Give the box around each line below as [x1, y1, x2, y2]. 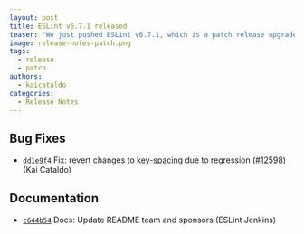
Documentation [9, 191, 100, 206]
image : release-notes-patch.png [9, 38, 131, 48]
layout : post [9, 13, 59, 23]
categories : [9, 89, 54, 98]
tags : [9, 47, 30, 56]
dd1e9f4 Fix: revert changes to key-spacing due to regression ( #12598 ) [22, 154, 287, 165]
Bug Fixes [9, 130, 66, 145]
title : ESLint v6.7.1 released [9, 22, 128, 31]
